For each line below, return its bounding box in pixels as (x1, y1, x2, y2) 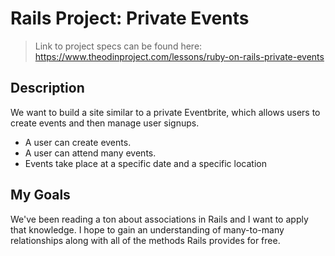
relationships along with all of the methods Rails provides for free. (10, 234, 281, 246)
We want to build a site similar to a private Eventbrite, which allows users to (10, 106, 321, 118)
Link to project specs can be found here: (34, 40, 203, 52)
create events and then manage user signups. (10, 117, 200, 129)
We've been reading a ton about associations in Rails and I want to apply (10, 213, 309, 225)
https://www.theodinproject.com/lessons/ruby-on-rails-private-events (34, 50, 325, 62)
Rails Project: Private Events (10, 7, 250, 30)
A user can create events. (24, 136, 132, 148)
